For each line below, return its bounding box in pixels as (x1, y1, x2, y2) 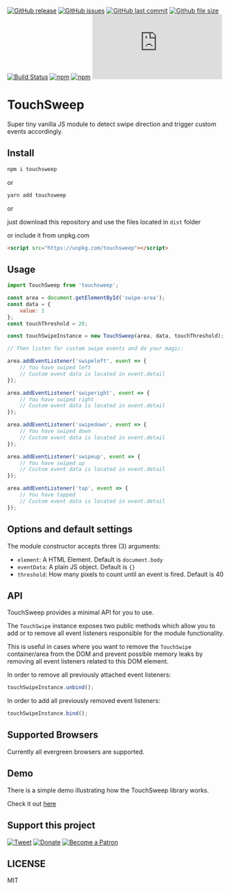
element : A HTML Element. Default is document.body (17, 555, 163, 564)
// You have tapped (19, 492, 76, 499)
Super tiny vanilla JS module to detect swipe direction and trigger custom (7, 120, 216, 128)
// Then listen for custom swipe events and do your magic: (7, 345, 185, 353)
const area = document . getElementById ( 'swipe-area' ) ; (7, 294, 166, 301)
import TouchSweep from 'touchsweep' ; (7, 282, 119, 289)
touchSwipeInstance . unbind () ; (7, 684, 95, 691)
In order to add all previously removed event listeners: (7, 697, 160, 705)
